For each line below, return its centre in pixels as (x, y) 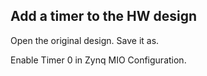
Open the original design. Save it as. (85, 40)
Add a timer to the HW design (104, 16)
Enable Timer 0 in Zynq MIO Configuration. (98, 60)
